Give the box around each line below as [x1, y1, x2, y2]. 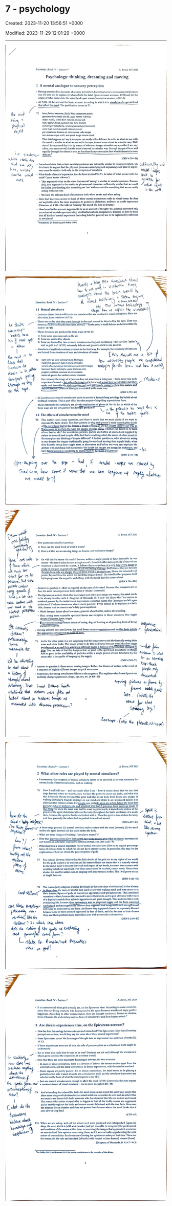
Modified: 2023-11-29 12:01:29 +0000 [5, 30, 85, 36]
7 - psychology [5, 3, 71, 15]
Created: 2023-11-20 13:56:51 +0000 [5, 20, 83, 26]
